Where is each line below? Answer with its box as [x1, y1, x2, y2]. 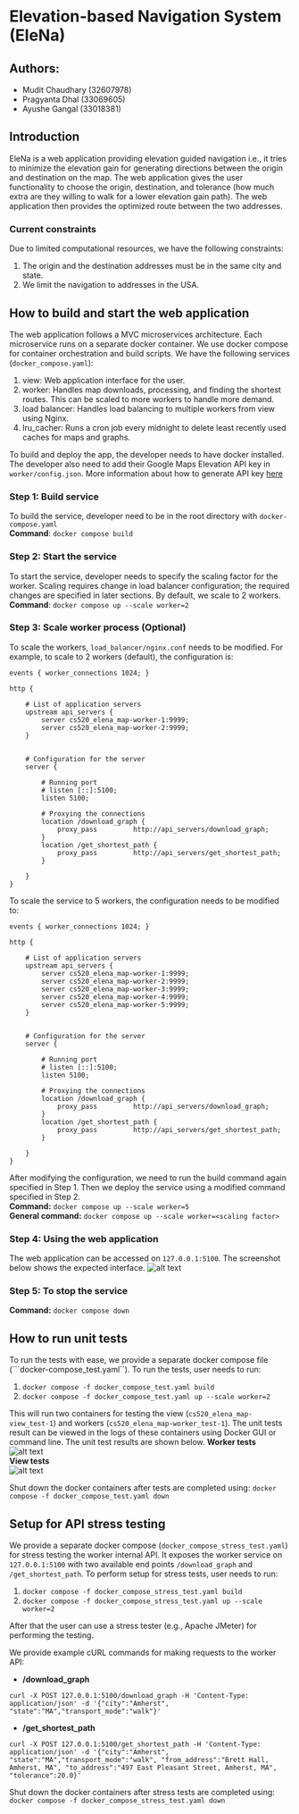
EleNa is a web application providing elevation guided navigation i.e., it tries [9, 153, 287, 164]
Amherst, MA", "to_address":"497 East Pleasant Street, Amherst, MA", [9, 1763, 278, 1773]
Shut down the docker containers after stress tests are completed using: [9, 1787, 275, 1798]
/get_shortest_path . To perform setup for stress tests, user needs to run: [9, 1568, 278, 1579]
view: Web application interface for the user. [21, 374, 186, 385]
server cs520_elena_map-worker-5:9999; [41, 1000, 190, 1009]
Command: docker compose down [9, 1305, 129, 1315]
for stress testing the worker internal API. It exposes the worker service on [9, 1549, 283, 1560]
